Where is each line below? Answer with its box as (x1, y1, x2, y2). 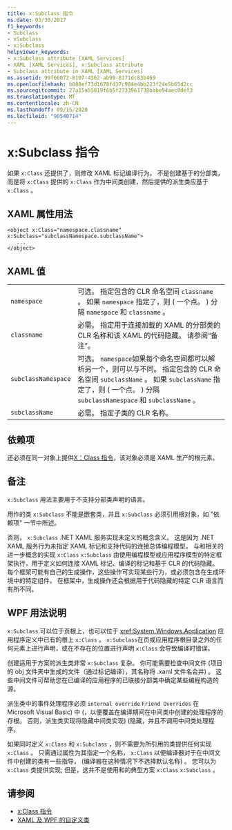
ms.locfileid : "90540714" (7, 112, 81, 119)
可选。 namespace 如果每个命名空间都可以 (77, 354, 209, 364)
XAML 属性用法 (7, 208, 73, 219)
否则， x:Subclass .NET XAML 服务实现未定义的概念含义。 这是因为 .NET (7, 533, 215, 542)
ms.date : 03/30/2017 (7, 17, 67, 23)
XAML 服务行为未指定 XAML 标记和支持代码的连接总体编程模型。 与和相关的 (7, 542, 224, 550)
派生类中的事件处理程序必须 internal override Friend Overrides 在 (7, 699, 200, 707)
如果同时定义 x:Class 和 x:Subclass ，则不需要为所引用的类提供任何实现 (7, 740, 212, 748)
